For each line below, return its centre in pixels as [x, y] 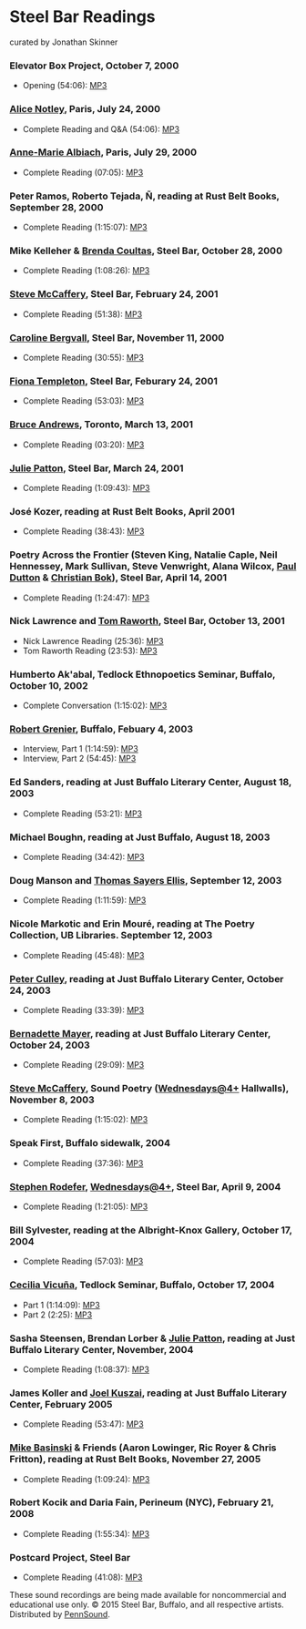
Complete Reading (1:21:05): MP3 [85, 1207]
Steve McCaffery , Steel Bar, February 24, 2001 [114, 294]
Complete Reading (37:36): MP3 [83, 1163]
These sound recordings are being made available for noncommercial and [148, 1595]
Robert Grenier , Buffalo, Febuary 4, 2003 [102, 729]
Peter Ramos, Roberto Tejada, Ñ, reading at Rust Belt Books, [144, 196]
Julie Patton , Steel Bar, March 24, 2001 [97, 468]
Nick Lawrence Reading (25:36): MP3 [93, 640]
